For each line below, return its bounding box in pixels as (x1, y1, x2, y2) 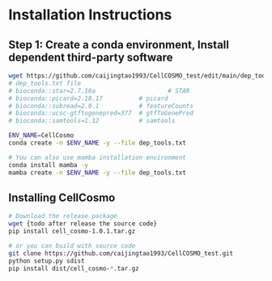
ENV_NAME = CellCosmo (8, 132, 74, 140)
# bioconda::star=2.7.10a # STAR (8, 86, 190, 94)
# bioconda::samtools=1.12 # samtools (8, 117, 176, 125)
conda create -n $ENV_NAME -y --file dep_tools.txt (8, 139, 186, 147)
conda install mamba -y (8, 161, 89, 169)
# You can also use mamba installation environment (8, 153, 186, 161)
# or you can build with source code (8, 241, 136, 250)
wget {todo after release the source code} (8, 220, 158, 228)
